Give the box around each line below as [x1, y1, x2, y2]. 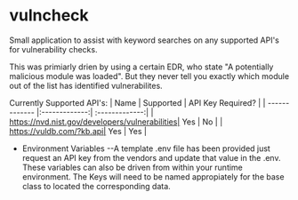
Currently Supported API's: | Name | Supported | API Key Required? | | [9, 97, 266, 108]
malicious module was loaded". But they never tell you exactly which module [9, 70, 290, 81]
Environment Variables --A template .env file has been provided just [21, 143, 271, 154]
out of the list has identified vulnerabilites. [9, 80, 163, 91]
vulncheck [9, 5, 89, 26]
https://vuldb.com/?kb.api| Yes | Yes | [9, 125, 147, 136]
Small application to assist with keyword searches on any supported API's [9, 35, 280, 45]
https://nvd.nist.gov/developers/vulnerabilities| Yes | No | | [9, 116, 223, 127]
